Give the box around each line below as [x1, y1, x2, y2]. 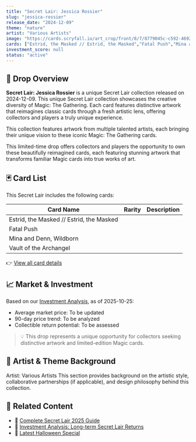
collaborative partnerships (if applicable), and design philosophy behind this [6, 378, 189, 385]
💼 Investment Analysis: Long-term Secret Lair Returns [14, 423, 144, 430]
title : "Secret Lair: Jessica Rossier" [6, 8, 103, 15]
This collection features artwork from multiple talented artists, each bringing [6, 125, 189, 132]
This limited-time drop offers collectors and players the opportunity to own [6, 143, 185, 150]
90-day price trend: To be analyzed [14, 316, 100, 323]
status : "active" [6, 52, 48, 58]
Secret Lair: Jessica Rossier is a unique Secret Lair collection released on [6, 89, 185, 97]
